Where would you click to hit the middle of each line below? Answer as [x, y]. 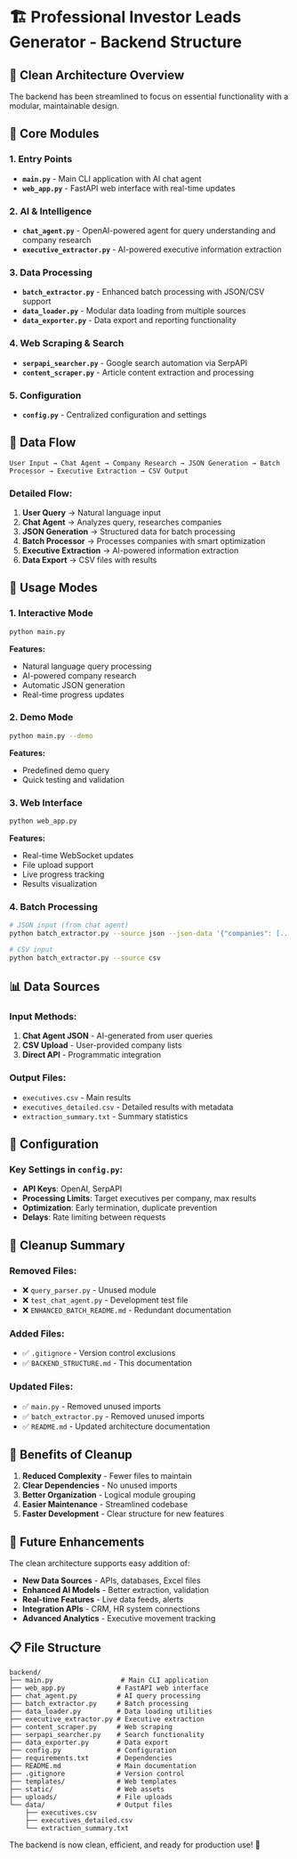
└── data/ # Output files [91, 1805]
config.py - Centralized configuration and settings [114, 414]
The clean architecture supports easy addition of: [100, 1563]
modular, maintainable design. [64, 106]
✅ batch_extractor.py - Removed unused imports [113, 1416]
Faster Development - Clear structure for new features [123, 1514]
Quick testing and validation [73, 779]
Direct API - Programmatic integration [92, 1055]
